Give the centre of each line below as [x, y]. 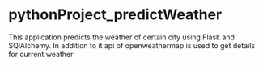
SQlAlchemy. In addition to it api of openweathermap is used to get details [132, 45]
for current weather [41, 54]
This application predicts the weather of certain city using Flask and [121, 37]
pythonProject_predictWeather [115, 15]
